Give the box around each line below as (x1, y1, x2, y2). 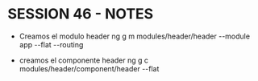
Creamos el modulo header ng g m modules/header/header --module (19, 31, 251, 41)
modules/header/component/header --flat (19, 63, 160, 73)
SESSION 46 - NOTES (7, 5, 154, 23)
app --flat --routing (19, 39, 84, 49)
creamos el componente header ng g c (19, 55, 149, 65)
